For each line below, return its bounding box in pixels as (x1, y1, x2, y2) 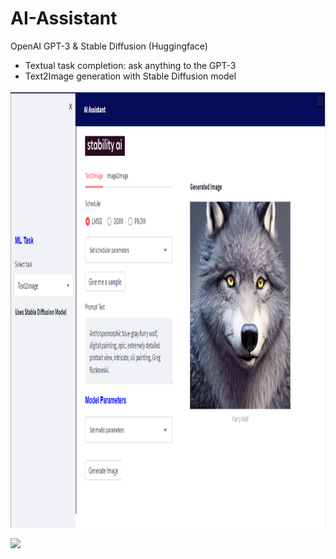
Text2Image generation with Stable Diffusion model (24, 70, 237, 82)
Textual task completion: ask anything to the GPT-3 (24, 59, 237, 71)
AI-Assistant (10, 7, 118, 30)
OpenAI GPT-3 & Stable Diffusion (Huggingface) (10, 40, 208, 52)
